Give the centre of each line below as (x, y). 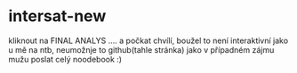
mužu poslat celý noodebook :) (65, 59)
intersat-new (57, 16)
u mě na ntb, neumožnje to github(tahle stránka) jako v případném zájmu (141, 49)
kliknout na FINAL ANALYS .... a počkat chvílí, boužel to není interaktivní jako (148, 40)
